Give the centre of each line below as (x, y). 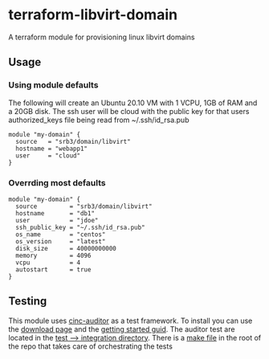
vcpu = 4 (48, 263)
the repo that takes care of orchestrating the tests (90, 346)
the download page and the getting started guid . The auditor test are (122, 329)
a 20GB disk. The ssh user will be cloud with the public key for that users (129, 111)
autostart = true (53, 269)
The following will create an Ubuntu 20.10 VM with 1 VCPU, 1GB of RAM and (133, 103)
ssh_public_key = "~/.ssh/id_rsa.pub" (81, 227)
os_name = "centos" (61, 235)
